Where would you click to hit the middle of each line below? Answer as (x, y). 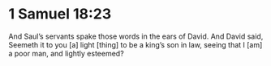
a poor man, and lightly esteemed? (66, 53)
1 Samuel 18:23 (60, 14)
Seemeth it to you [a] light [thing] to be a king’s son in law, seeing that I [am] (135, 44)
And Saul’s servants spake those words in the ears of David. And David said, (136, 36)
